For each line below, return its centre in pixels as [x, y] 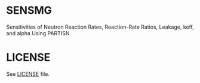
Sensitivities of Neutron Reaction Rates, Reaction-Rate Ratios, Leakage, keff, [100, 27]
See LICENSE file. [28, 74]
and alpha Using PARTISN [38, 33]
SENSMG [29, 10]
